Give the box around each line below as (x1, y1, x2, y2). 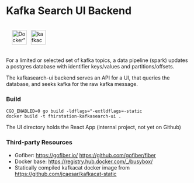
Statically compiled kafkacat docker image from (14, 164, 130, 171)
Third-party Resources (6, 139, 73, 147)
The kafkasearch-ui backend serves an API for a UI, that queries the (6, 74, 170, 81)
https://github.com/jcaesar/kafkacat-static (14, 170, 117, 177)
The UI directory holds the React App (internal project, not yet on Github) (6, 124, 181, 131)
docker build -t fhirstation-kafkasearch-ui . (6, 113, 122, 119)
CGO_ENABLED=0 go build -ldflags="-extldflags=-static (6, 108, 143, 115)
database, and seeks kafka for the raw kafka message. (6, 80, 138, 87)
